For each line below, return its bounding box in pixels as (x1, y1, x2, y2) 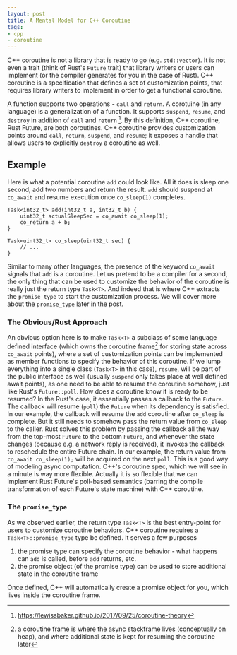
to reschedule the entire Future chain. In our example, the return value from (7, 447, 226, 456)
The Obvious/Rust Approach (7, 317, 107, 327)
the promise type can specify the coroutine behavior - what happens (17, 547, 218, 555)
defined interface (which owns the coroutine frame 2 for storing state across (7, 341, 228, 350)
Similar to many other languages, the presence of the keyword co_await (7, 262, 215, 271)
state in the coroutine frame (17, 570, 99, 578)
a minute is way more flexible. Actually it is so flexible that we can (7, 469, 198, 478)
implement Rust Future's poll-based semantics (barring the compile (7, 477, 203, 485)
